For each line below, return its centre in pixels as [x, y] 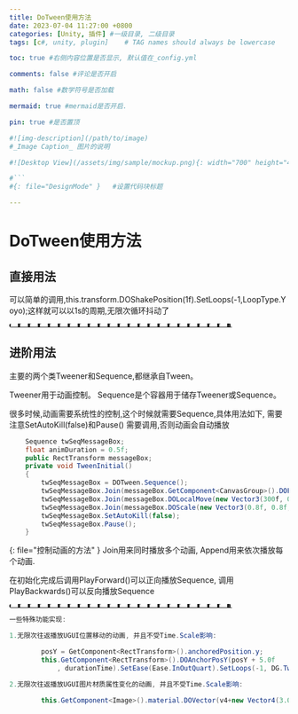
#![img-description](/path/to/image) [79, 138]
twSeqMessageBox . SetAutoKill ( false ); [110, 515]
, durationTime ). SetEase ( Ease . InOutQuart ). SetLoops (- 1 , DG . [170, 668]
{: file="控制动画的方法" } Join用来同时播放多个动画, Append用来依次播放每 [146, 550]
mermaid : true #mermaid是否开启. [68, 106]
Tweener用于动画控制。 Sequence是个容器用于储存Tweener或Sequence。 [145, 395]
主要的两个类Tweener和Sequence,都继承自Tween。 [103, 376]
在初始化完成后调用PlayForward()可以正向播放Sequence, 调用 [122, 580]
